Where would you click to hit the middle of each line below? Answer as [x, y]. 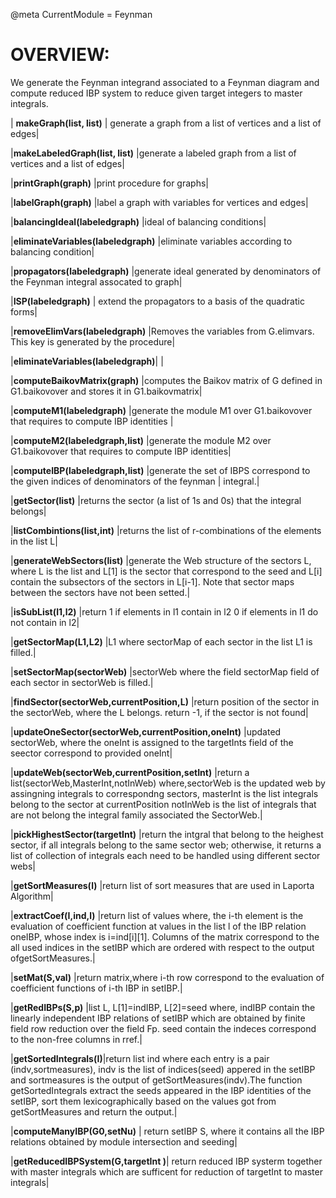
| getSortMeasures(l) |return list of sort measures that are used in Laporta [162, 885]
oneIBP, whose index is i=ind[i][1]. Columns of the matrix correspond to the [165, 936]
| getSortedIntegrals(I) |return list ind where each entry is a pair [140, 1058]
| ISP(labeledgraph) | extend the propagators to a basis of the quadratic [157, 301]
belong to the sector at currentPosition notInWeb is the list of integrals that [163, 804]
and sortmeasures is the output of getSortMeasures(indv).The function [156, 1080]
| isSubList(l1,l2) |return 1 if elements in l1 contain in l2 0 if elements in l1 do [164, 611]
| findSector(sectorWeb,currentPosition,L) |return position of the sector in [165, 701]
